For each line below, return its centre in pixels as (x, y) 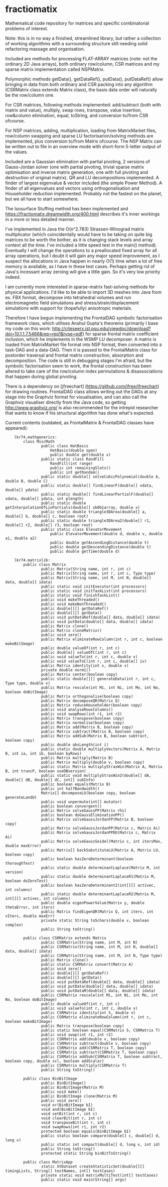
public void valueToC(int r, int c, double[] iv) (94, 661)
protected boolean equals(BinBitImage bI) (86, 1131)
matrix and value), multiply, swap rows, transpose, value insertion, (73, 110)
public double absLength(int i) (75, 745)
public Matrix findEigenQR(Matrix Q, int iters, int (97, 912)
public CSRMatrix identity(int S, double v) (88, 1013)
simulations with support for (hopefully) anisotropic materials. (69, 308)
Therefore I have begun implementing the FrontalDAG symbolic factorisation (84, 318)
